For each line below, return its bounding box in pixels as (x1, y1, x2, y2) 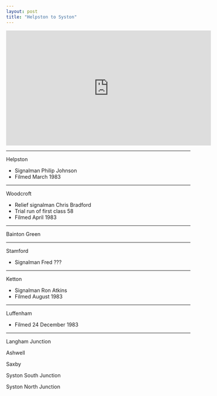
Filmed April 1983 (14, 214, 57, 221)
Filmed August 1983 (14, 293, 63, 300)
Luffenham (6, 310, 32, 317)
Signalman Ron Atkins (14, 287, 67, 294)
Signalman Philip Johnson (14, 167, 77, 174)
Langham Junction (6, 338, 51, 345)
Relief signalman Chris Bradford (14, 201, 92, 208)
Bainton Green (6, 230, 41, 237)
